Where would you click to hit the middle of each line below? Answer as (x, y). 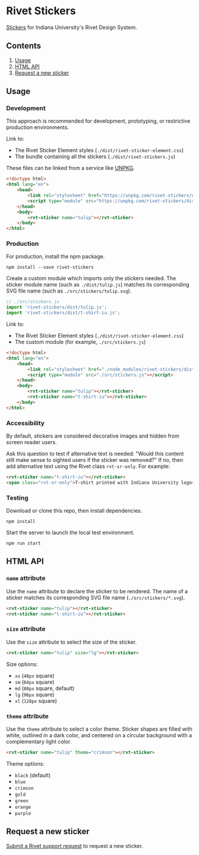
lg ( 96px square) (35, 695)
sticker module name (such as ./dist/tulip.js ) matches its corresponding (98, 285)
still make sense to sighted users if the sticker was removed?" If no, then (95, 460)
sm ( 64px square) (35, 682)
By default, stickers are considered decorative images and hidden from (93, 436)
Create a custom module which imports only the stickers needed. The (91, 278)
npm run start (24, 544)
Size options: (22, 664)
